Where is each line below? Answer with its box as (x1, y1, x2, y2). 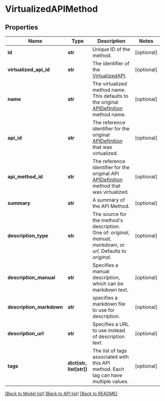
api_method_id (7, 173, 43, 180)
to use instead (92, 327, 125, 334)
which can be (92, 280, 124, 287)
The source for (92, 211, 127, 217)
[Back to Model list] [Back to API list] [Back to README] (5, 391, 118, 397)
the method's (92, 217, 123, 223)
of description (92, 333, 125, 340)
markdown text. (92, 286, 129, 293)
